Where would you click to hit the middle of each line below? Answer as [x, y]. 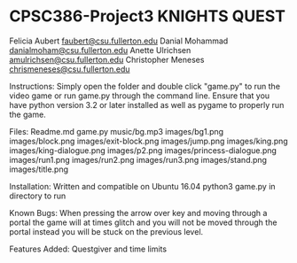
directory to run [38, 196]
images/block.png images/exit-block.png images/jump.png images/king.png [148, 141]
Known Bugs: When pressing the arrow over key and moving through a [138, 213]
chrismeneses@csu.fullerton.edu [70, 69]
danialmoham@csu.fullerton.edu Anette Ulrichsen [100, 50]
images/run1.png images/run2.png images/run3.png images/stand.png [138, 159]
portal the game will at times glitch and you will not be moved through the [143, 222]
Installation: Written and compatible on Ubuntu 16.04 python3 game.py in [143, 186]
